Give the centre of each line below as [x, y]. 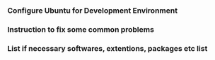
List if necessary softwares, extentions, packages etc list [107, 48]
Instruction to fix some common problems [81, 29]
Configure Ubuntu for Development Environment [93, 11]
